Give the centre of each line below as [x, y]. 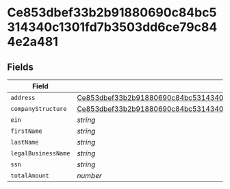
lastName [25, 142]
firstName [26, 131]
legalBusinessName [40, 153]
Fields [21, 67]
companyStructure [39, 109]
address [23, 98]
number [90, 176]
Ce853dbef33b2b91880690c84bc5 [112, 13]
